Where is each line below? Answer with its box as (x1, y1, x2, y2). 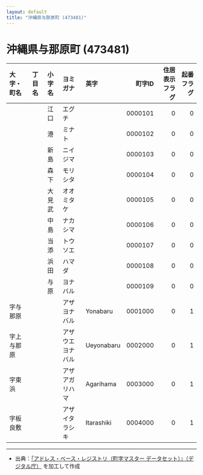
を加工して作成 (43, 462, 80, 470)
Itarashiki (85, 419, 112, 427)
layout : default (6, 8, 47, 15)
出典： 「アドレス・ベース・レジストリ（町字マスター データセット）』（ (14, 455, 189, 462)
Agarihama (85, 380, 117, 388)
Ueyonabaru (85, 341, 121, 349)
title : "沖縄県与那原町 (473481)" (6, 15, 87, 21)
